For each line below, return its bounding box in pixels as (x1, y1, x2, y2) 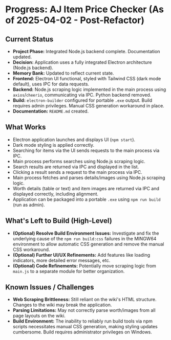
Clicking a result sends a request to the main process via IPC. (12, 169, 142, 175)
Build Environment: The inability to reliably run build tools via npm (12, 318, 153, 324)
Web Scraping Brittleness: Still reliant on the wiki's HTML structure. (12, 297, 157, 303)
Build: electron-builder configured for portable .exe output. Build (12, 97, 153, 103)
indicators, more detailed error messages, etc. (12, 257, 111, 263)
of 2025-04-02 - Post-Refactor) (5, 14, 145, 26)
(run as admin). (12, 201, 45, 208)
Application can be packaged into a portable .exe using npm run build (12, 196, 161, 202)
